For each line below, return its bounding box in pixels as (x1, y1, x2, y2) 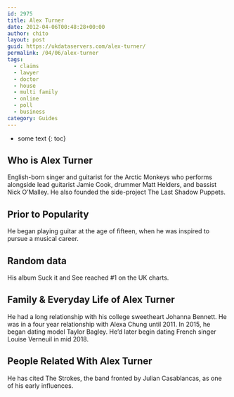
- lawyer (13, 69, 39, 76)
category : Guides (7, 115, 58, 122)
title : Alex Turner (7, 17, 65, 24)
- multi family (13, 89, 58, 96)
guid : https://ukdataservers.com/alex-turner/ (7, 43, 146, 50)
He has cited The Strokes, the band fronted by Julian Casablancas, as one (7, 374, 223, 382)
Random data (7, 254, 67, 267)
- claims (13, 63, 39, 70)
